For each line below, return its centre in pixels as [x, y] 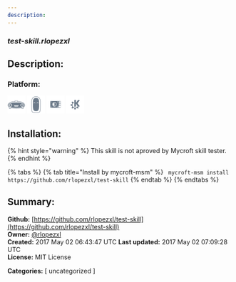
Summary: [31, 202]
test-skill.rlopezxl [39, 41]
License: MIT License [39, 257]
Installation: [35, 134]
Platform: [24, 84]
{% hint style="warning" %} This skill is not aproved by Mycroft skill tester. [117, 151]
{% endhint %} [29, 158]
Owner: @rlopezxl [35, 234]
